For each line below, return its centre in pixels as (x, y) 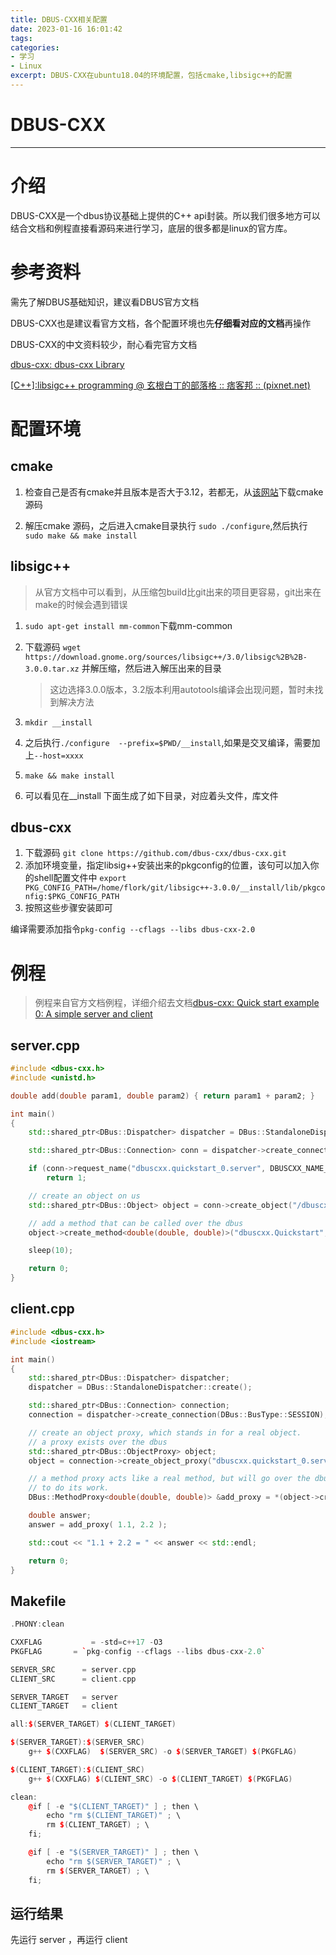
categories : (35, 47)
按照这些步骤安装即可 (68, 908)
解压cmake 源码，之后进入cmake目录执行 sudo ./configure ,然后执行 (166, 525)
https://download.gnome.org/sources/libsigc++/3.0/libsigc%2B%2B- (166, 657)
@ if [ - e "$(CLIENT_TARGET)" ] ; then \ (113, 1806)
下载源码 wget (53, 647)
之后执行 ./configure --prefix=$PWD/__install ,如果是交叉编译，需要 (168, 742)
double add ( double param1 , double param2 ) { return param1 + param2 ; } (162, 1096)
